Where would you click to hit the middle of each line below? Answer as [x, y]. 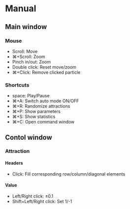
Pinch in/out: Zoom [31, 61]
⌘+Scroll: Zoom [29, 57]
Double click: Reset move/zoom [44, 67]
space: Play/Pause [31, 96]
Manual [21, 9]
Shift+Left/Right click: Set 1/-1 [42, 201]
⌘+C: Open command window [43, 122]
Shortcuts [17, 85]
